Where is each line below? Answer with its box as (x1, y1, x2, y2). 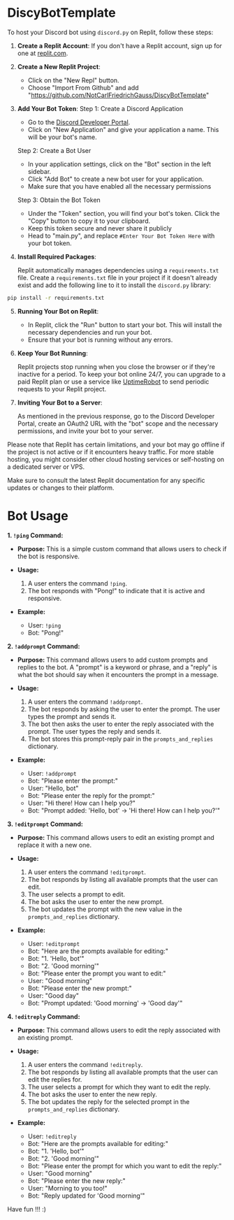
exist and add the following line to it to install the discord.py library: (17, 281, 212, 289)
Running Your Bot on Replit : (17, 307, 99, 315)
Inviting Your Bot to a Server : (17, 398, 103, 407)
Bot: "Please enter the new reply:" (27, 1176, 126, 1185)
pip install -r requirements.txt (7, 294, 105, 301)
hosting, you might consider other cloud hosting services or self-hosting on (7, 455, 225, 463)
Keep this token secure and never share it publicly (27, 224, 173, 232)
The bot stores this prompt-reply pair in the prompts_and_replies (27, 734, 214, 743)
